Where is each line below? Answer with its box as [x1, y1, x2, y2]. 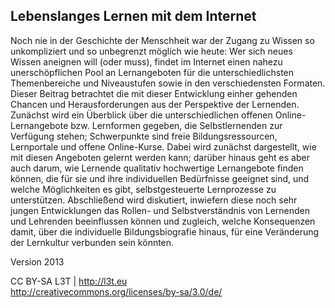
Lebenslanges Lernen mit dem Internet [10, 8, 257, 25]
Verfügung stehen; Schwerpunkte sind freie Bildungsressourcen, [10, 130, 278, 142]
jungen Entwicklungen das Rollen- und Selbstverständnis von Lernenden [10, 204, 310, 216]
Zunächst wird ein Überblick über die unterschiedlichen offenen [10, 109, 273, 121]
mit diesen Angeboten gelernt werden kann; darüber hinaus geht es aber [10, 151, 310, 163]
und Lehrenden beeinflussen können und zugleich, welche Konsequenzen [10, 215, 316, 227]
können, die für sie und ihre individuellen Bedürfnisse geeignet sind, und [10, 172, 310, 184]
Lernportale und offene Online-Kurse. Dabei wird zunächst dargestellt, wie [10, 140, 317, 153]
